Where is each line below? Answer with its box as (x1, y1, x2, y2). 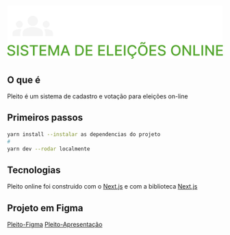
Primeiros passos (7, 112, 84, 124)
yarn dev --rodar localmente (7, 146, 90, 152)
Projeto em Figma (7, 202, 84, 214)
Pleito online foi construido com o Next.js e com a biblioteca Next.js (7, 182, 198, 191)
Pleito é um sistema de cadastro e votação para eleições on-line (7, 92, 188, 100)
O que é (7, 74, 41, 85)
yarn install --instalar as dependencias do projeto (7, 130, 161, 138)
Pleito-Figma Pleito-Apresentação (7, 221, 103, 229)
